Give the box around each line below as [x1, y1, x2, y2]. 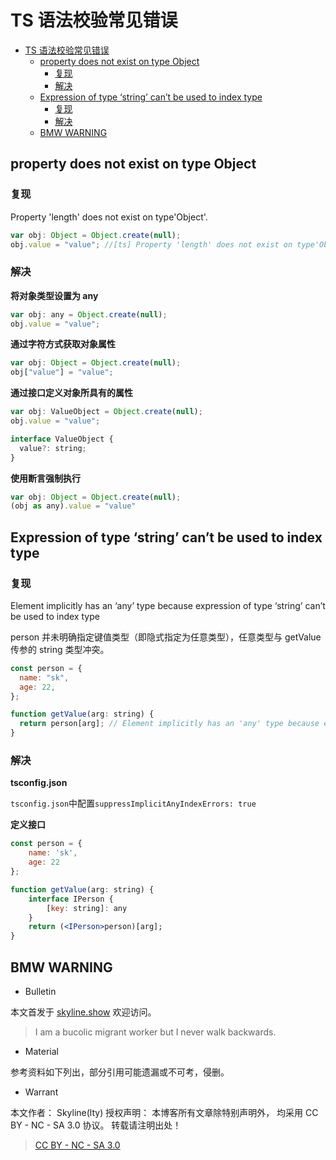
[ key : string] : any [46, 903, 128, 913]
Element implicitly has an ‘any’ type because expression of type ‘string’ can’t [10, 599, 326, 611]
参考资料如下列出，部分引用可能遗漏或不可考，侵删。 [10, 1066, 230, 1078]
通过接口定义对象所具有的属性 [10, 387, 133, 399]
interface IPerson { [28, 894, 114, 904]
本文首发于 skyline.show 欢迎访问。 [10, 1006, 157, 1018]
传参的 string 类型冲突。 [10, 643, 110, 655]
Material [24, 1045, 59, 1057]
